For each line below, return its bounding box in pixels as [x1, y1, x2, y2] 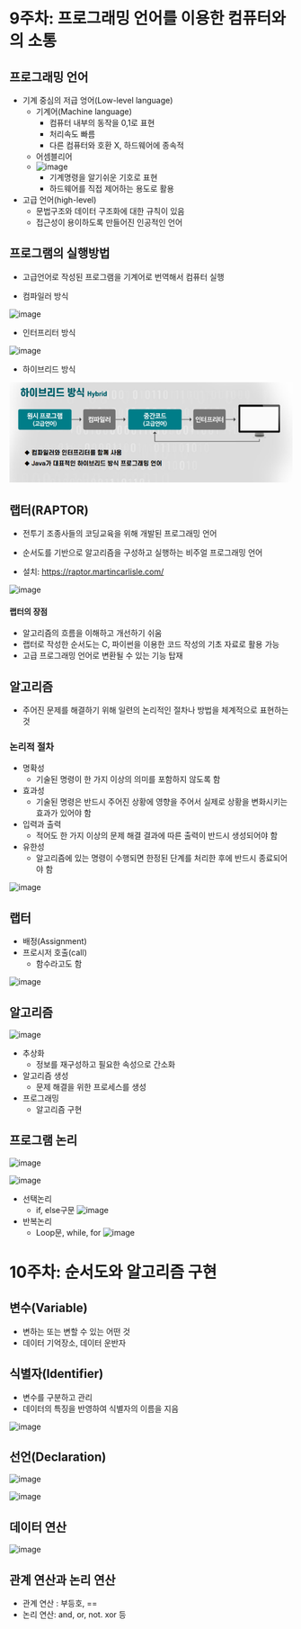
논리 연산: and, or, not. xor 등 [22, 1609, 127, 1620]
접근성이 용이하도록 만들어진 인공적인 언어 [35, 217, 183, 228]
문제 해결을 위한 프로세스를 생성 [35, 1081, 146, 1092]
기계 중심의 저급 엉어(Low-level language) [22, 95, 173, 105]
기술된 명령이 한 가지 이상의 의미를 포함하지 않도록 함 [35, 774, 221, 785]
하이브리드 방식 [22, 364, 76, 374]
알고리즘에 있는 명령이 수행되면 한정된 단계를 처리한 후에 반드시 [35, 852, 257, 864]
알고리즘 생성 [22, 1070, 69, 1081]
